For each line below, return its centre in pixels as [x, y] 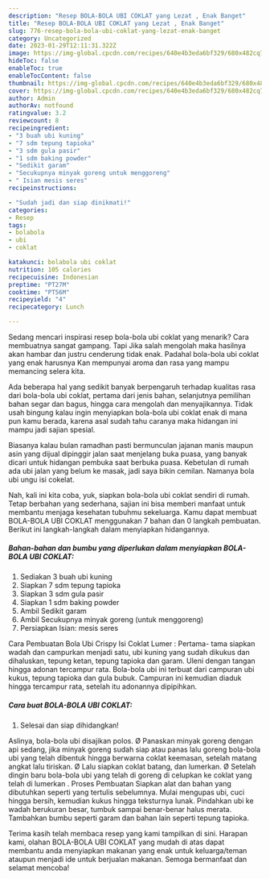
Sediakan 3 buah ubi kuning [66, 576]
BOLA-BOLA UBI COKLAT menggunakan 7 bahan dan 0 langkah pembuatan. [135, 521]
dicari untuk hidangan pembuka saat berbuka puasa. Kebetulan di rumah [129, 462]
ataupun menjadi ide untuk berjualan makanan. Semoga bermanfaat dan [128, 859]
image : [19, 53]
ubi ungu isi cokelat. [41, 479]
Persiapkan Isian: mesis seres [69, 628]
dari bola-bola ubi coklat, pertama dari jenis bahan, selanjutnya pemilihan [130, 395]
